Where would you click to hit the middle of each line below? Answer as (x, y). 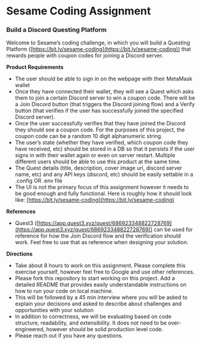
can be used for (173, 230)
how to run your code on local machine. (64, 291)
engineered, (30, 329)
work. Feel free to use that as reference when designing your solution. (102, 242)
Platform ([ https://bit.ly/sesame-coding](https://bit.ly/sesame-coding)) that (99, 49)
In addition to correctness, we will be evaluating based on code (93, 317)
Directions (19, 254)
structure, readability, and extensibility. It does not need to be (91, 323)
